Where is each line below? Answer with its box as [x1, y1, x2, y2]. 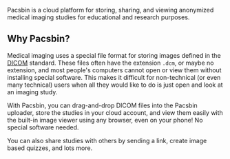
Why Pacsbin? [7, 33, 70, 45]
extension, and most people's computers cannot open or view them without [7, 65, 222, 74]
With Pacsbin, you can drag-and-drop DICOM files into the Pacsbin [7, 101, 198, 109]
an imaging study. [7, 87, 58, 96]
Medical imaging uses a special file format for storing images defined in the [7, 51, 222, 59]
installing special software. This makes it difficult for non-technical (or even [7, 73, 221, 81]
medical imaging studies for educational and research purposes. [7, 13, 190, 21]
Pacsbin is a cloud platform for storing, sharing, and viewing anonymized [7, 6, 214, 14]
